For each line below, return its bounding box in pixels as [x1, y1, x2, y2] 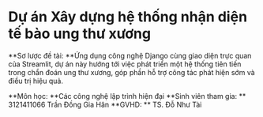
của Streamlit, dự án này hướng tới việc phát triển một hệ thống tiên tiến [8, 59, 242, 69]
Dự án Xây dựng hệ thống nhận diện [8, 8, 247, 26]
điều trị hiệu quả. [8, 76, 63, 85]
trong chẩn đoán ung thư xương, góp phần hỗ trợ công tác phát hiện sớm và [8, 67, 255, 77]
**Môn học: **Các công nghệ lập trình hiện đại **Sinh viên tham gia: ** [8, 91, 246, 100]
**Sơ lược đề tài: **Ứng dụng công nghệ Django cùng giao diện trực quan [8, 51, 252, 60]
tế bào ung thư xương [8, 25, 152, 43]
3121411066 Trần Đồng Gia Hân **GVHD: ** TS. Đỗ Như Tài [8, 100, 202, 109]
